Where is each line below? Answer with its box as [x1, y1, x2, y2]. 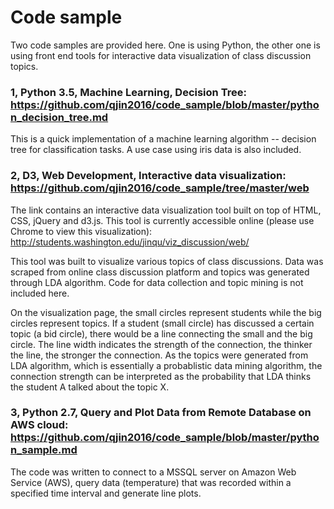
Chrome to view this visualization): [10, 225, 153, 237]
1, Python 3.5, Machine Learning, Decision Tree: [10, 85, 247, 99]
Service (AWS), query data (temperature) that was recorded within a [10, 476, 292, 488]
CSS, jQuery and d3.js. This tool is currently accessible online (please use [10, 214, 315, 226]
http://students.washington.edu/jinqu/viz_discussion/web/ [10, 236, 250, 248]
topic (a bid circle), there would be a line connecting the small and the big [10, 327, 313, 340]
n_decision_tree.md [10, 110, 109, 124]
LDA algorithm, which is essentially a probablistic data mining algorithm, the [10, 359, 323, 371]
